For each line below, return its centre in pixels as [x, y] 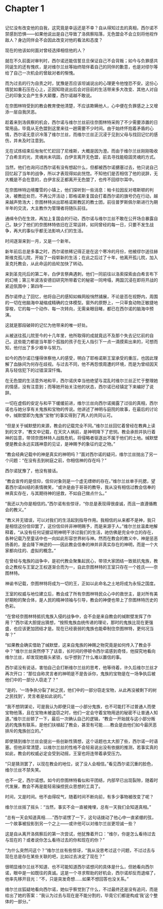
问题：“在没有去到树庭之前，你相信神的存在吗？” [58, 460]
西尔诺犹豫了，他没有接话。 [33, 470]
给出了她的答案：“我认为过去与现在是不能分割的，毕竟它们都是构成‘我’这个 [79, 895]
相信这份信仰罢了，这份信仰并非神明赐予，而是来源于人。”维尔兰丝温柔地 [81, 526]
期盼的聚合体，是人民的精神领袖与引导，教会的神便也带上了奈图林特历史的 [83, 600]
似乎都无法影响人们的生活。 [58, 231]
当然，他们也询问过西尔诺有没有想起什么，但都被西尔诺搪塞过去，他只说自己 [81, 167]
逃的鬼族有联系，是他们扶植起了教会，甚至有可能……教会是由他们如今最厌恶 [81, 725]
